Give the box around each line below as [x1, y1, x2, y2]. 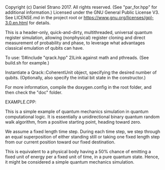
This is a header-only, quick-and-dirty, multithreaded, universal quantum [5, 30, 153, 35]
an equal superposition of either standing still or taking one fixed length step [5, 134, 160, 139]
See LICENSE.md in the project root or [5, 15, 83, 20]
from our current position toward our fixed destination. [5, 139, 116, 145]
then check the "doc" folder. [5, 90, 63, 95]
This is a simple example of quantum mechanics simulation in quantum [5, 108, 149, 114]
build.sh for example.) [5, 60, 50, 66]
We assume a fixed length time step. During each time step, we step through [5, 129, 161, 135]
